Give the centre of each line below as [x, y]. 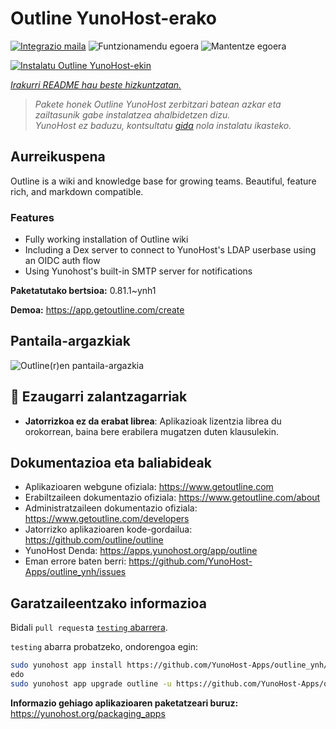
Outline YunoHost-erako [114, 18]
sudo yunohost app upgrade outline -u [91, 684]
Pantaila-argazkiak [70, 341]
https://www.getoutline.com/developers [107, 519]
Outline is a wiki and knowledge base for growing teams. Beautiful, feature [163, 181]
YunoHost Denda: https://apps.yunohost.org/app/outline [141, 551]
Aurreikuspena [58, 157]
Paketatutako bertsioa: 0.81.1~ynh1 [83, 291]
